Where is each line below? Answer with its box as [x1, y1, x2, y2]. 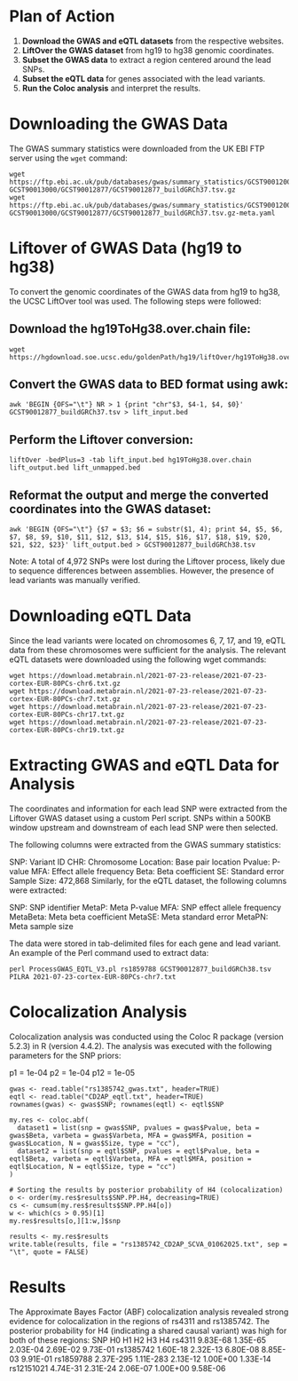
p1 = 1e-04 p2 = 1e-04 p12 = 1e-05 [9, 1067, 136, 1077]
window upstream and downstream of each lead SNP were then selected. [9, 822, 278, 833]
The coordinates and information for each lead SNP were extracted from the [9, 803, 288, 814]
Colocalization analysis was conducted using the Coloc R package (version [9, 1031, 284, 1042]
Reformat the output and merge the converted [9, 487, 269, 502]
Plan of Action [9, 6, 115, 27]
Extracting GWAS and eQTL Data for [9, 755, 279, 776]
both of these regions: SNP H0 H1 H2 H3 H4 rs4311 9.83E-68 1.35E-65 [9, 1334, 267, 1345]
